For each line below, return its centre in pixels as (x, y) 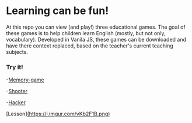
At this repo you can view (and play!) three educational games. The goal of (96, 27)
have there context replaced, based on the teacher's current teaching (90, 46)
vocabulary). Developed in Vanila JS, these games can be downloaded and (96, 39)
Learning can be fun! (57, 11)
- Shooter (17, 91)
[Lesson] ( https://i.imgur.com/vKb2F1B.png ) (58, 114)
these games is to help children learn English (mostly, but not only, (86, 33)
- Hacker (16, 102)
